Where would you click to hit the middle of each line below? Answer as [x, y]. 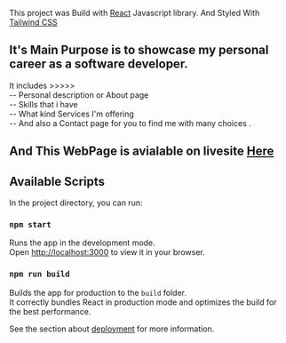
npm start [30, 224]
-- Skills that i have [44, 104]
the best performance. [50, 311]
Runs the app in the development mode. [82, 243]
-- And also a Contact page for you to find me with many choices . [130, 123]
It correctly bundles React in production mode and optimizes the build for [143, 302]
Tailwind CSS [33, 22]
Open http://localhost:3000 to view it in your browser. [107, 252]
